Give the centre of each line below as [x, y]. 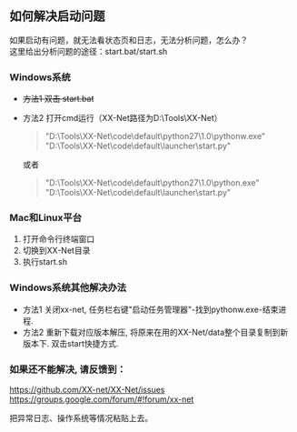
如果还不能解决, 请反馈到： [68, 369]
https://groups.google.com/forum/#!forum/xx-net [102, 399]
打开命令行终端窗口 [59, 239]
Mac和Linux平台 [45, 218]
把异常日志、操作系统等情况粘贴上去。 [81, 418]
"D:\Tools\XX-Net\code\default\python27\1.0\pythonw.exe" [155, 136]
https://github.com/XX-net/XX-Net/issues [87, 390]
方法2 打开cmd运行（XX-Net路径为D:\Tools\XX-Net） [122, 118]
